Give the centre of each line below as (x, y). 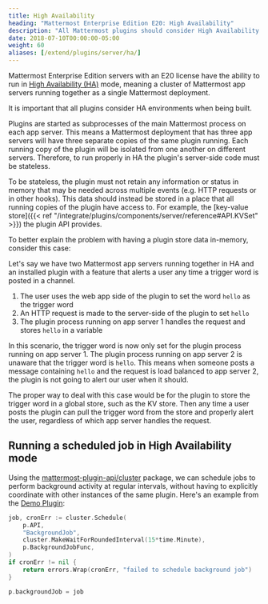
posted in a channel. (42, 280)
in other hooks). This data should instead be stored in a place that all (121, 198)
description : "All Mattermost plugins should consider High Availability (134, 30)
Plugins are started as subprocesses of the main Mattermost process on (127, 124)
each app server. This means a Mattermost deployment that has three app (130, 132)
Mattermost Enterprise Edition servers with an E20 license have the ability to (134, 76)
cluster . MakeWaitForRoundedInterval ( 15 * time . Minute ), (114, 540)
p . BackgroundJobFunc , (58, 548)
